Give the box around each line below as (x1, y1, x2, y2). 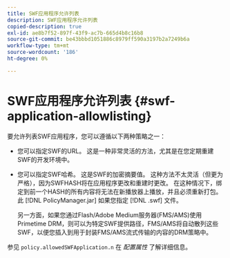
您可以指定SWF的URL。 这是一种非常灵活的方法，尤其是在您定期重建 (17, 147, 214, 155)
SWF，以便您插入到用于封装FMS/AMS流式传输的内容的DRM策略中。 (17, 228, 213, 236)
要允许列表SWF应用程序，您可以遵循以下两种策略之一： (7, 132, 166, 140)
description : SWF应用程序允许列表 (7, 17, 98, 24)
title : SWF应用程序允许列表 (7, 10, 79, 17)
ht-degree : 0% (7, 55, 48, 62)
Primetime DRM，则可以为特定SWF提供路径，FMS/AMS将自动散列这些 (17, 219, 219, 228)
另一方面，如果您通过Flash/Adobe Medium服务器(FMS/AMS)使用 (17, 210, 202, 219)
